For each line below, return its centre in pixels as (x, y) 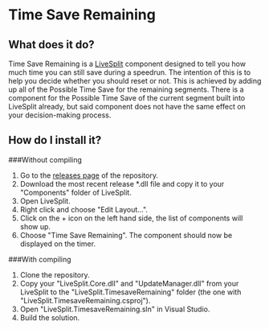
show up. (35, 226)
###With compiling (40, 259)
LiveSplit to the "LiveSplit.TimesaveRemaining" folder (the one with (130, 292)
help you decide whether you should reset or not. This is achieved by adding (135, 81)
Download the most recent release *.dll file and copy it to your (122, 183)
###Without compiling (45, 159)
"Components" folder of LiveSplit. (76, 192)
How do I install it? (55, 140)
